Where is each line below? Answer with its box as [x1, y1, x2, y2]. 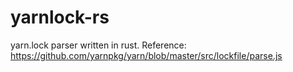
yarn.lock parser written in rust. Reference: [10, 39, 187, 51]
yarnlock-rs [10, 6, 110, 29]
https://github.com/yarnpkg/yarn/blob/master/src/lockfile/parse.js [10, 49, 283, 61]
